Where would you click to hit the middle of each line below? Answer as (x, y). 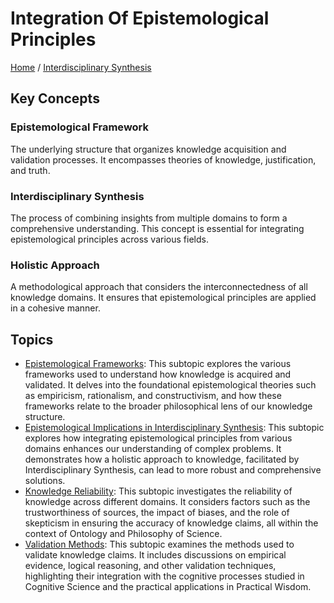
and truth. (30, 170)
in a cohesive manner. (55, 308)
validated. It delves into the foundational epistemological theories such (170, 385)
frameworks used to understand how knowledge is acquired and (158, 374)
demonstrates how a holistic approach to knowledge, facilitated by (162, 459)
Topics (32, 339)
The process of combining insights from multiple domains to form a (149, 218)
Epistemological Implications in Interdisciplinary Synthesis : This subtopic (174, 428)
